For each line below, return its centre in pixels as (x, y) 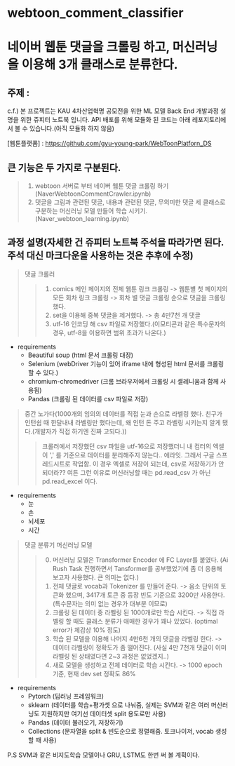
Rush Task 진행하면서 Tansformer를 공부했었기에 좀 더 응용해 (137, 568)
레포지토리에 (209, 120)
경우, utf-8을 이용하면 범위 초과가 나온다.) (109, 332)
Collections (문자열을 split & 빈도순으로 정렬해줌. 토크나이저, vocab (121, 731)
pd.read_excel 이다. (70, 481)
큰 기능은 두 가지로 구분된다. (64, 167)
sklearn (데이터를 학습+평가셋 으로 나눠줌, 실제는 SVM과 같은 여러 (119, 705)
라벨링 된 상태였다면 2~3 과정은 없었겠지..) (111, 656)
